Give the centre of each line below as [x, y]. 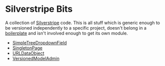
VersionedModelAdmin [36, 58]
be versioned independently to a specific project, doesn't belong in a [76, 28]
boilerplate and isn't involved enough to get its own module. [67, 33]
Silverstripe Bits [39, 9]
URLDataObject [28, 53]
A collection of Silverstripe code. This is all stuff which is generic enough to [83, 23]
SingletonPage [27, 48]
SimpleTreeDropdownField [40, 42]
